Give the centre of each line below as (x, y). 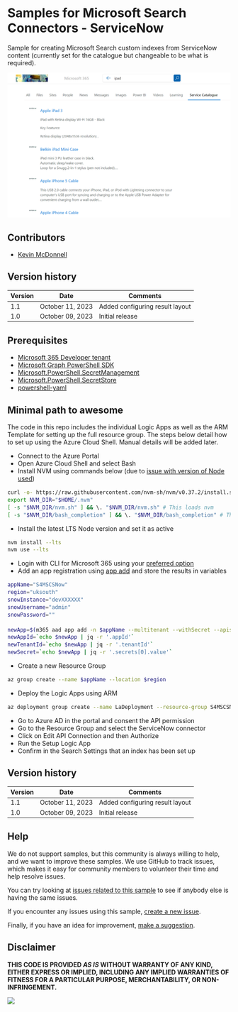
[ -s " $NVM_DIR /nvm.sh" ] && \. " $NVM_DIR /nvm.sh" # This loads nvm (110, 507)
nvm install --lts (34, 542)
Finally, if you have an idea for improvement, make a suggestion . (101, 925)
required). (22, 62)
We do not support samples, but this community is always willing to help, (114, 854)
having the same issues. (42, 897)
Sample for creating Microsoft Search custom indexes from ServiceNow (112, 48)
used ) (26, 478)
